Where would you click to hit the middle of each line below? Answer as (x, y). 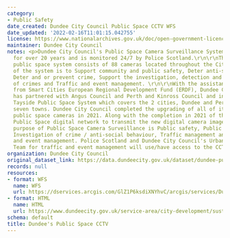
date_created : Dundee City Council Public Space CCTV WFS (91, 26)
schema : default (30, 217)
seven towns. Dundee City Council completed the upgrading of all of (114, 109)
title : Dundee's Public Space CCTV (58, 224)
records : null (27, 166)
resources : (23, 173)
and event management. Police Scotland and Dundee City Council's (110, 141)
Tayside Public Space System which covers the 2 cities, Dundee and (113, 103)
